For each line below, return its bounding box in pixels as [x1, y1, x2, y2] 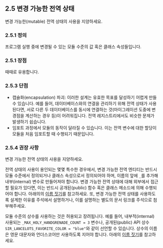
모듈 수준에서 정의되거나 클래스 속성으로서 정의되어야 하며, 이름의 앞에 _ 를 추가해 [5, 173, 159, 178]
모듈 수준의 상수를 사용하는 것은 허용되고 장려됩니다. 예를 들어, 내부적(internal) [5, 213, 155, 219]
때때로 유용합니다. [5, 69, 40, 75]
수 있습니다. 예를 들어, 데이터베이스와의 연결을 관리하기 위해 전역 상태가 [12, 100, 148, 106]
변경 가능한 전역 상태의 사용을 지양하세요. [5, 156, 83, 162]
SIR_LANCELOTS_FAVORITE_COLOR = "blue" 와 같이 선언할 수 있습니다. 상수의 [5, 226, 148, 231]
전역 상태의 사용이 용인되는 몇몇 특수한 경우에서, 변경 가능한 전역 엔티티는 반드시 [5, 167, 158, 172]
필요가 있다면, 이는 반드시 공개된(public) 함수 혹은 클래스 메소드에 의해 [10, 185, 144, 191]
